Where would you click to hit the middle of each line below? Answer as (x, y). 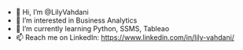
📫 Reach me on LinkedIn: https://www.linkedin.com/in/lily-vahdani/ (125, 37)
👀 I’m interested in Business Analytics (76, 20)
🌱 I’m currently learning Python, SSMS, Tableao (92, 29)
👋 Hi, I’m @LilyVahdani (52, 12)
